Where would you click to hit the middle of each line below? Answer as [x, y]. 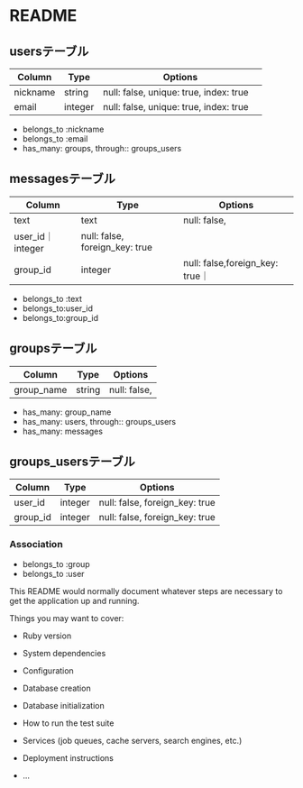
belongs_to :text [52, 298]
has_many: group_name [67, 412]
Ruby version [47, 636]
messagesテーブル [62, 179]
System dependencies [64, 653]
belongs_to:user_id [57, 308]
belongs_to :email [55, 139]
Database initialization [64, 705]
